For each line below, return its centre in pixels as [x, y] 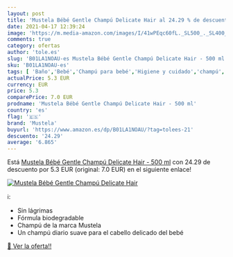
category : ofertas [34, 46]
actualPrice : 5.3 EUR [38, 78]
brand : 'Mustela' [32, 123]
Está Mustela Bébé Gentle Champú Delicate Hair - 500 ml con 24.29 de [109, 162]
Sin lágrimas [35, 211]
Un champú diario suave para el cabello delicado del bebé [100, 233]
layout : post [26, 14]
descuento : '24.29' [35, 136]
